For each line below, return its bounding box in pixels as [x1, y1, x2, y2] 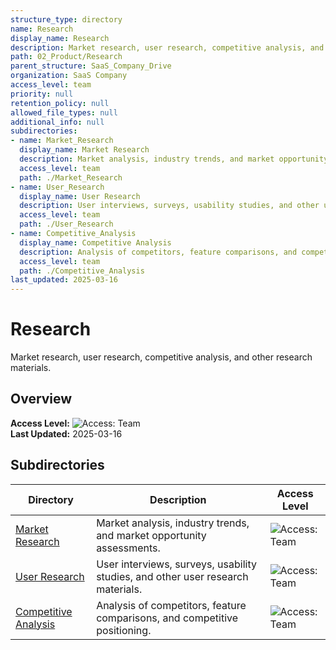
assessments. [96, 541, 161, 555]
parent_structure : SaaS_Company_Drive [10, 61, 172, 71]
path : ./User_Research [19, 219, 114, 230]
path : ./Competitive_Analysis [19, 266, 145, 276]
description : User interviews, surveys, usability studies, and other [19, 201, 320, 211]
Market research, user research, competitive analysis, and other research [10, 351, 313, 363]
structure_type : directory [10, 14, 123, 25]
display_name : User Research [19, 191, 141, 201]
